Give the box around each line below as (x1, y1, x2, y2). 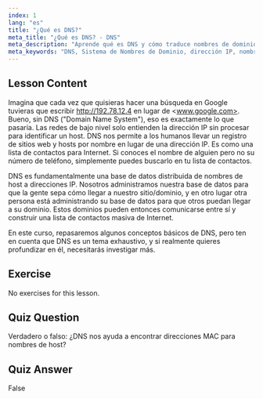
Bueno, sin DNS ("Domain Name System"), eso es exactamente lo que (8, 114, 235, 124)
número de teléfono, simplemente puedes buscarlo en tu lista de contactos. (8, 156, 252, 165)
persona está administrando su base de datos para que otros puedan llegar (8, 196, 251, 205)
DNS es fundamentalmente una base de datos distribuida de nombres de (8, 171, 243, 180)
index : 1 (8, 11, 37, 20)
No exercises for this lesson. (8, 288, 100, 298)
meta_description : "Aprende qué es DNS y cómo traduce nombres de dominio (8, 41, 258, 49)
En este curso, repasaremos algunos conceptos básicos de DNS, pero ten (8, 228, 247, 238)
